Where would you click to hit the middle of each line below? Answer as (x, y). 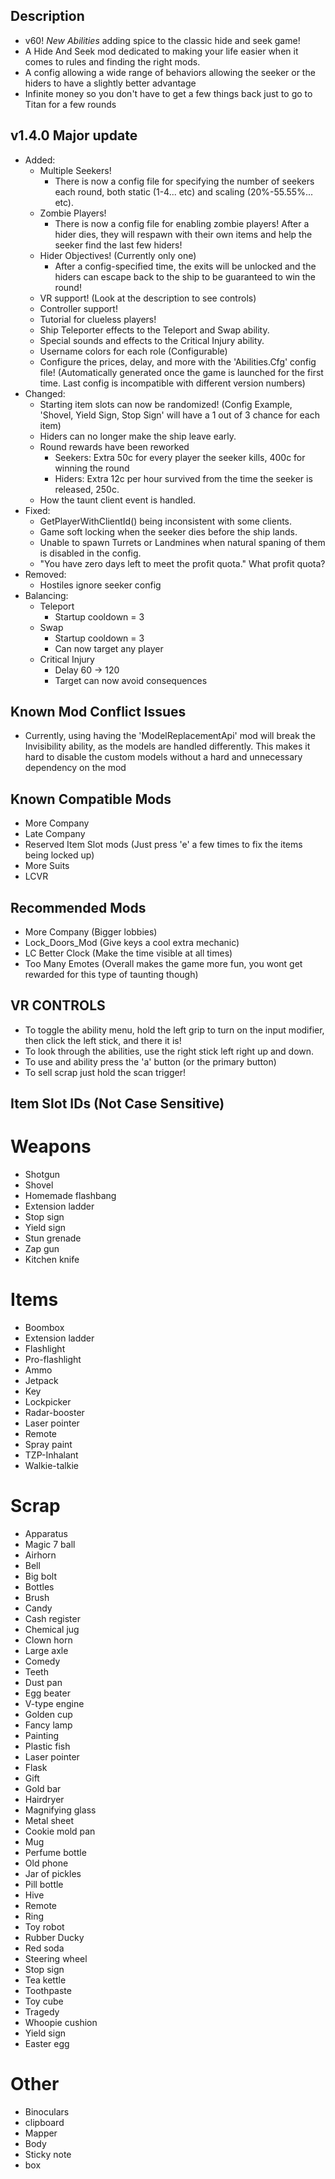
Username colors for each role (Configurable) (133, 351)
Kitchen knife (52, 1260)
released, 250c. (87, 489)
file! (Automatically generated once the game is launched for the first (181, 372)
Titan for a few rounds (70, 104)
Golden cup (48, 1715)
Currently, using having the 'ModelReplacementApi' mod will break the (170, 736)
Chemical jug (52, 1630)
